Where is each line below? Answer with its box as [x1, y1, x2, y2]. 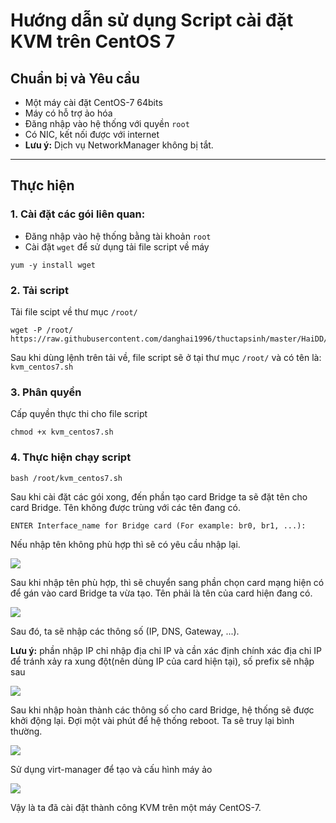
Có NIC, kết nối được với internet [24, 129, 160, 140]
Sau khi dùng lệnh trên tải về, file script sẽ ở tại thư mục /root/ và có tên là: [10, 351, 322, 363]
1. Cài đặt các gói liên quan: [10, 207, 146, 221]
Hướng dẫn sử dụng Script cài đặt [10, 9, 294, 32]
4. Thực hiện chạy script [10, 450, 132, 464]
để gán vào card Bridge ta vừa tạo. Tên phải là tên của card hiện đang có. [10, 587, 313, 599]
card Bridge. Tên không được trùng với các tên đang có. [10, 501, 241, 513]
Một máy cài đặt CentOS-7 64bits [24, 97, 163, 108]
